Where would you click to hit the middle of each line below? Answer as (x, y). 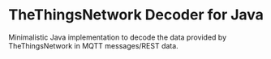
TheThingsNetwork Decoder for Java (136, 15)
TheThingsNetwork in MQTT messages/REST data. (93, 45)
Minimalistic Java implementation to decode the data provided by (118, 37)
